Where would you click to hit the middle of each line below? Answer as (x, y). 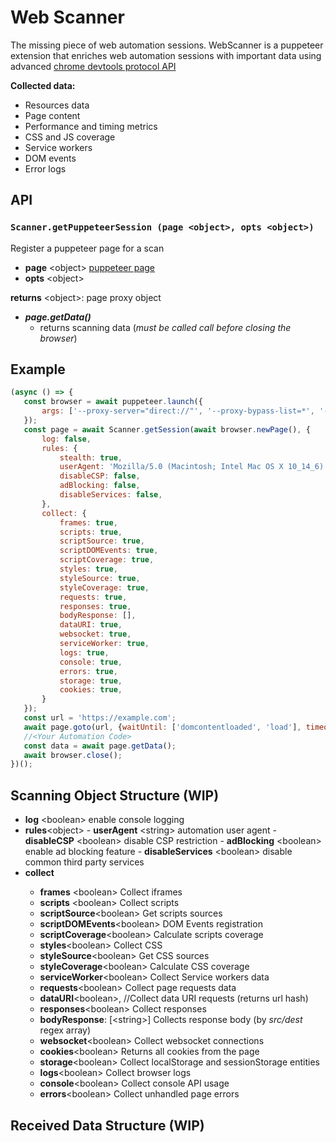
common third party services (84, 862)
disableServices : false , (111, 495)
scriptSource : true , (102, 541)
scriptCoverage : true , (107, 560)
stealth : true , (91, 457)
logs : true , (84, 652)
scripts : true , (91, 532)
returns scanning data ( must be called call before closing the (165, 327)
